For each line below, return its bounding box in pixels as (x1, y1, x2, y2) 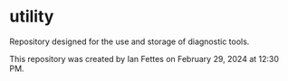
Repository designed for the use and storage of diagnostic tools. (9, 36, 250, 47)
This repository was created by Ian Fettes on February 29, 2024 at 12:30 (9, 53, 279, 64)
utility (9, 6, 54, 27)
